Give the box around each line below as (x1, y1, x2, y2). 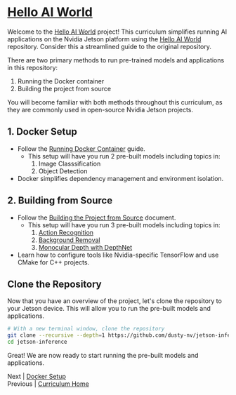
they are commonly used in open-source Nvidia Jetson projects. (7, 105, 194, 114)
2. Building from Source (7, 194, 113, 207)
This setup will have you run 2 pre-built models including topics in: (27, 152, 221, 160)
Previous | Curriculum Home (7, 380, 89, 388)
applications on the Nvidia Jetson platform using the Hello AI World (7, 34, 202, 43)
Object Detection (38, 166, 88, 175)
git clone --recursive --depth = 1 (7, 332, 105, 339)
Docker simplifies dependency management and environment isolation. (17, 174, 224, 182)
